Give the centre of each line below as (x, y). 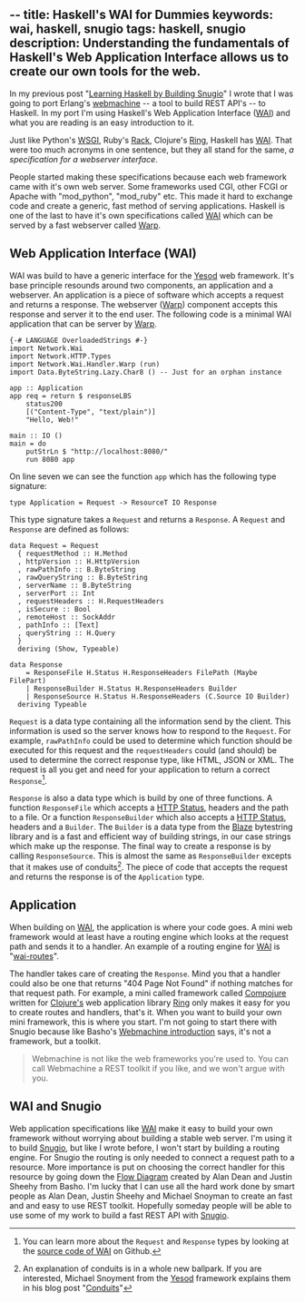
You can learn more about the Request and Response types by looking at (155, 1241)
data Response (36, 665)
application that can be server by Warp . (83, 323)
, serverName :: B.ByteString (74, 585)
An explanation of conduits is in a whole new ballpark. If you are (142, 1268)
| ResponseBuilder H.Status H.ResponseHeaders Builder (132, 689)
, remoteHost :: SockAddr (67, 617)
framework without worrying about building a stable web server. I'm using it (151, 1138)
